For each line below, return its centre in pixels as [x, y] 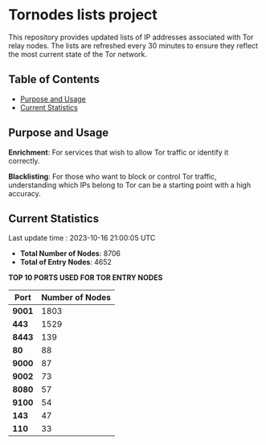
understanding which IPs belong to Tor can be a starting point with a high [130, 185]
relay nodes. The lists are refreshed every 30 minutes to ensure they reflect [133, 45]
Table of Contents [54, 79]
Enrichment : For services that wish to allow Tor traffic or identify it [119, 152]
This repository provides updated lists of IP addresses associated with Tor [131, 37]
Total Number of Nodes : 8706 [70, 253]
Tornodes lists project [83, 15]
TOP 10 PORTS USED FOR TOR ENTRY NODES [86, 278]
